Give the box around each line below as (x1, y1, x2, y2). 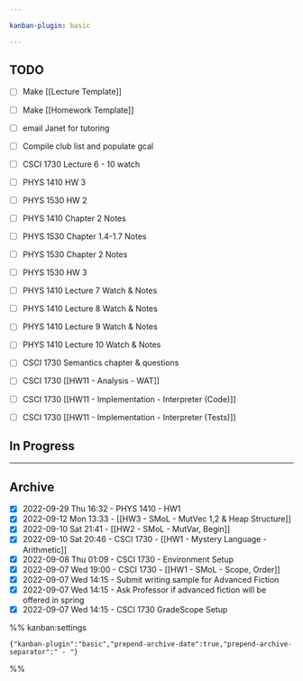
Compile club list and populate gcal (22, 141, 154, 152)
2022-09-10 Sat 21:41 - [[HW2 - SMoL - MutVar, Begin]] (22, 524, 231, 535)
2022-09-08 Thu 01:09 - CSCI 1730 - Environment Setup (22, 554, 234, 565)
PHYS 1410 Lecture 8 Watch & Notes (22, 303, 158, 314)
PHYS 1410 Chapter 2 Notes (22, 213, 126, 224)
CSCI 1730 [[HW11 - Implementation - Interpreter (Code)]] (22, 393, 236, 404)
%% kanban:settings (9, 621, 87, 632)
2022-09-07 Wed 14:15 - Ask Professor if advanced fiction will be (22, 584, 267, 595)
